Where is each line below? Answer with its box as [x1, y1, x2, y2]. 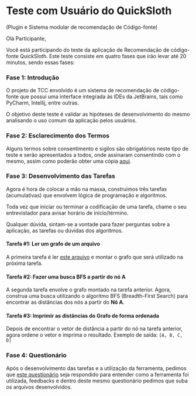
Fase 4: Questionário [6, 351, 67, 360]
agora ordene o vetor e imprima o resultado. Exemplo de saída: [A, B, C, [6, 331, 183, 338]
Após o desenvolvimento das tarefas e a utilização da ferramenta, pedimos [6, 364, 187, 371]
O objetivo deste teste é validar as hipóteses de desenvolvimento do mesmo [6, 110, 190, 118]
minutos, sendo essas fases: [6, 59, 75, 66]
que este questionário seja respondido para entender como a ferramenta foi [6, 371, 189, 378]
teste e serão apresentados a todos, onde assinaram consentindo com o [6, 151, 181, 158]
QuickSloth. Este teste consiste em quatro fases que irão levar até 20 [19, 52, 187, 59]
